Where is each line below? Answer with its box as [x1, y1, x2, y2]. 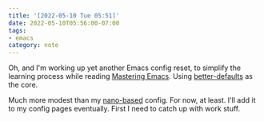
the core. [8, 80, 38, 90]
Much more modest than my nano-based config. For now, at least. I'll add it [8, 96, 256, 105]
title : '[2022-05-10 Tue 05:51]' [8, 11, 120, 20]
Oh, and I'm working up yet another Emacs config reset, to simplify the [8, 63, 242, 72]
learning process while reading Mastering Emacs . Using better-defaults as [8, 72, 254, 81]
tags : [8, 26, 26, 34]
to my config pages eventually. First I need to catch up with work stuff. [8, 104, 241, 114]
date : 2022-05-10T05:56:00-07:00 [8, 19, 120, 27]
